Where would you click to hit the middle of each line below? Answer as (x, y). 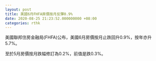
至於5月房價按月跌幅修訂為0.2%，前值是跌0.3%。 (55, 54)
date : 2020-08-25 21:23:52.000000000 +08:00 (51, 18)
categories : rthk (23, 23)
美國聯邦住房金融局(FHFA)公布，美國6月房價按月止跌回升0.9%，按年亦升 (78, 37)
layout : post (18, 9)
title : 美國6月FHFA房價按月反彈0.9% (39, 14)
